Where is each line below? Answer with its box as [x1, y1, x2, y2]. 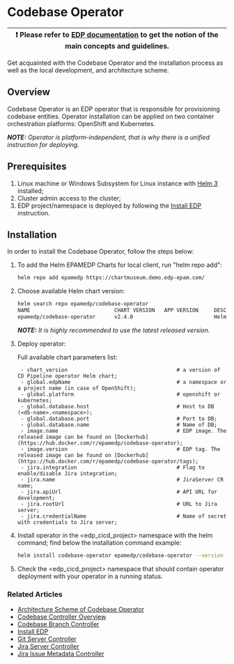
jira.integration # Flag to [26, 464, 205, 471]
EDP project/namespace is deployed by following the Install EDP [17, 201, 202, 210]
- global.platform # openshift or [20, 391, 221, 398]
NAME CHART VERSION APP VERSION [17, 307, 199, 314]
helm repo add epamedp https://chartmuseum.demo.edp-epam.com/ [17, 275, 205, 281]
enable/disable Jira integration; [17, 470, 118, 477]
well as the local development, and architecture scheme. [7, 65, 169, 74]
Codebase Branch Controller [17, 620, 100, 628]
